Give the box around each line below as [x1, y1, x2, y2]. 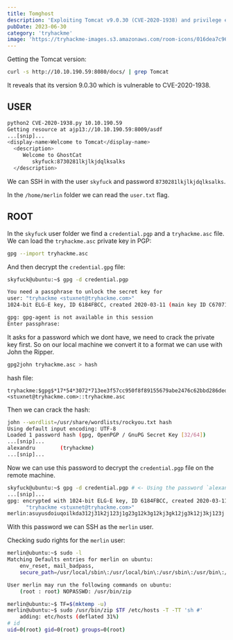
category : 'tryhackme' [7, 29, 73, 37]
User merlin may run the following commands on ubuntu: [7, 581, 172, 589]
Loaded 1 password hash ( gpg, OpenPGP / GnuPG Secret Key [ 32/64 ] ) [7, 432, 207, 439]
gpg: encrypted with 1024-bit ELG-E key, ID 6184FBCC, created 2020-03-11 [7, 497, 228, 504]
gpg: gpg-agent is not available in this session [7, 314, 154, 321]
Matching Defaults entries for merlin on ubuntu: [7, 556, 154, 563]
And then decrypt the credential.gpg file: [7, 262, 126, 271]
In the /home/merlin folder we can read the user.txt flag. [7, 190, 170, 199]
